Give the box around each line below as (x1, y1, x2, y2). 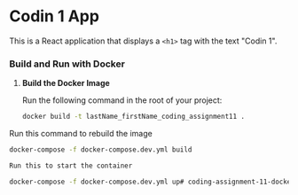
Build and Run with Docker (9, 58, 126, 70)
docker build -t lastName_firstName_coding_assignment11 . (21, 113, 246, 121)
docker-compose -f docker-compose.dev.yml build (9, 145, 192, 154)
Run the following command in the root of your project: (21, 95, 223, 105)
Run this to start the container (9, 161, 133, 170)
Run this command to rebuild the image (9, 129, 153, 139)
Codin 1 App (9, 6, 100, 27)
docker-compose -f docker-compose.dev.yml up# (9, 177, 184, 186)
